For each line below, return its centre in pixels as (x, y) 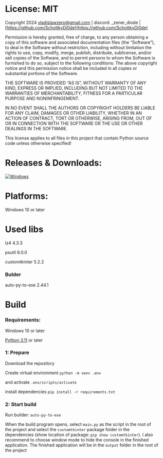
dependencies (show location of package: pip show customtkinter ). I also (79, 435)
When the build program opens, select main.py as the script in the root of (78, 424)
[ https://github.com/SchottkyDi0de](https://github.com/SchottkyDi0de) (76, 27)
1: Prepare (17, 353)
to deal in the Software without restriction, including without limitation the (78, 47)
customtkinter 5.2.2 (25, 261)
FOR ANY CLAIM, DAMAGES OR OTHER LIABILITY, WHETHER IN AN (73, 113)
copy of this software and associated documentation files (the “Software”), (80, 42)
